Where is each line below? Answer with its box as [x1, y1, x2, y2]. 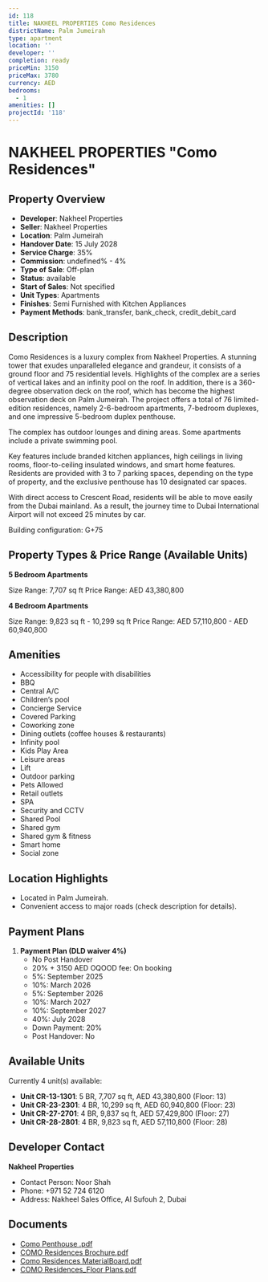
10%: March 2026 [31, 980, 91, 990]
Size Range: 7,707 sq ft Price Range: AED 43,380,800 [8, 585, 185, 595]
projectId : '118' [8, 109, 67, 117]
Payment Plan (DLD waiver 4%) [19, 946, 127, 956]
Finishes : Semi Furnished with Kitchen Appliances [19, 299, 187, 308]
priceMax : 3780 [8, 71, 59, 79]
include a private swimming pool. [8, 435, 118, 446]
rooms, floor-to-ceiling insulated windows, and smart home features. [8, 459, 236, 470]
